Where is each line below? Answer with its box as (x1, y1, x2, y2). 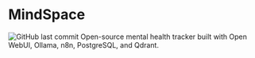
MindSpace (8, 6, 86, 24)
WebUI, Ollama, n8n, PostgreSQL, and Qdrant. (8, 40, 159, 49)
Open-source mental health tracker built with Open (80, 32, 248, 41)
